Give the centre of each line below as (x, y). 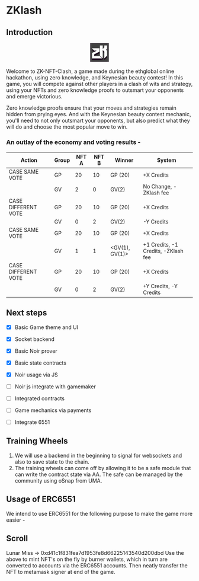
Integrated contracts (40, 398)
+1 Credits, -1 (161, 244)
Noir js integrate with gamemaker (55, 387)
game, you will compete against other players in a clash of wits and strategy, (99, 84)
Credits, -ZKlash (163, 251)
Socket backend (35, 339)
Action (29, 160)
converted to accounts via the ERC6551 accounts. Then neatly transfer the (97, 565)
